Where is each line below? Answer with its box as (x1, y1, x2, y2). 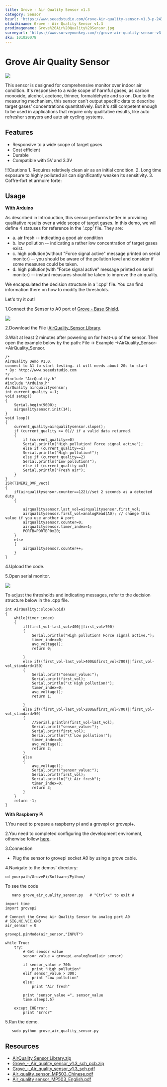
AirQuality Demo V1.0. (5, 359, 52, 364)
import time (5, 902, 30, 907)
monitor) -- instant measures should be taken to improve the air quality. (12, 272, 159, 278)
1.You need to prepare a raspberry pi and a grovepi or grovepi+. (5, 821, 136, 827)
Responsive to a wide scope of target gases (12, 141, 103, 147)
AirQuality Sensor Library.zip (12, 1055, 72, 1061)
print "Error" (23, 1010, 52, 1015)
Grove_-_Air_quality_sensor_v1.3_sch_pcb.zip (12, 1061, 104, 1067)
